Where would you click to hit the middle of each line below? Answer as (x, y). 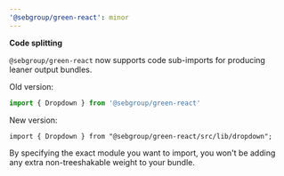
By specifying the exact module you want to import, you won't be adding (142, 153)
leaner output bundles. (51, 69)
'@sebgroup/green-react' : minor (69, 17)
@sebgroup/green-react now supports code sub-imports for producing (137, 60)
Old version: (32, 86)
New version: (33, 120)
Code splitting (36, 43)
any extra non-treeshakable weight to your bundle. (102, 162)
